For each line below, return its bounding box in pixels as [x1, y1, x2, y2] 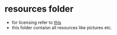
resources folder [4, 3, 74, 15]
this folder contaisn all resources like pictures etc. [11, 24, 112, 30]
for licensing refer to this [11, 19, 62, 25]
